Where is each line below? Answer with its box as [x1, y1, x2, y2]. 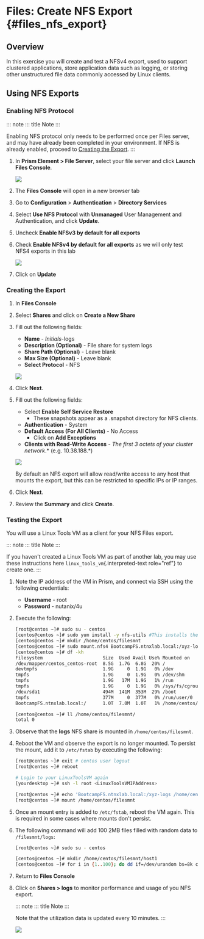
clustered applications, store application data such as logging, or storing [6, 64, 188, 71]
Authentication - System [24, 421, 88, 428]
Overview [6, 42, 44, 52]
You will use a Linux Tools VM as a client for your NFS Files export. [6, 529, 174, 537]
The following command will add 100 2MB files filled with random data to [15, 826, 198, 834]
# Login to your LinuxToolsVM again [15, 775, 108, 781]
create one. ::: [6, 566, 41, 573]
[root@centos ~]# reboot [15, 764, 79, 770]
